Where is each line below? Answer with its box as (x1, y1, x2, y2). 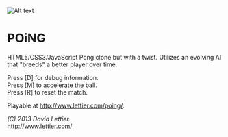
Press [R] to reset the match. (7, 88, 88, 96)
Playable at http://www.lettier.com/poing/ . (7, 101, 125, 110)
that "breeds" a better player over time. (7, 60, 118, 68)
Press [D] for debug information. (7, 73, 99, 82)
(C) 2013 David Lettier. (7, 114, 71, 123)
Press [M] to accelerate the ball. (7, 81, 98, 89)
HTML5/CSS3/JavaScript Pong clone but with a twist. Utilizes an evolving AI (7, 53, 222, 61)
